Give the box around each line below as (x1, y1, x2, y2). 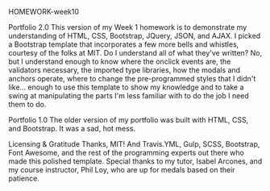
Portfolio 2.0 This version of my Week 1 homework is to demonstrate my (8, 23, 247, 31)
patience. (8, 173, 40, 183)
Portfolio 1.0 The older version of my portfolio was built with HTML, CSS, (8, 115, 249, 124)
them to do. (8, 100, 47, 109)
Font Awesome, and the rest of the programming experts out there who (8, 148, 244, 157)
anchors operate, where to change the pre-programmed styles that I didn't (8, 74, 256, 83)
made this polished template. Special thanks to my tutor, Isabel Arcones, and (8, 156, 263, 166)
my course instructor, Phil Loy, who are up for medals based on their (8, 165, 235, 174)
